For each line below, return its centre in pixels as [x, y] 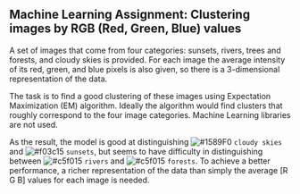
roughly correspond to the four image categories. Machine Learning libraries [150, 114]
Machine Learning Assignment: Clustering [130, 15]
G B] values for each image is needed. [79, 180]
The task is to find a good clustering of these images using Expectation [140, 96]
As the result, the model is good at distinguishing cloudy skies [146, 141]
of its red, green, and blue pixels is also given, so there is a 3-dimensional [145, 69]
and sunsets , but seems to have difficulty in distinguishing [136, 151]
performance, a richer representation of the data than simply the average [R [149, 170]
